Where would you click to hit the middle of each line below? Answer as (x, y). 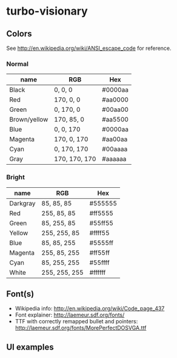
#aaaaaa (114, 159)
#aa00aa (115, 139)
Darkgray (22, 203)
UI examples (30, 347)
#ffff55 (100, 233)
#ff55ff (100, 252)
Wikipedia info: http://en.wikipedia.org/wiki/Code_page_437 (90, 309)
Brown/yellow (29, 120)
